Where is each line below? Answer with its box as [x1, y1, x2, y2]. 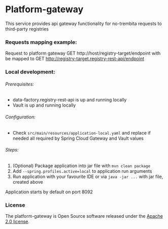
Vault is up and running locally [12, 102, 76, 108]
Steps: [5, 147, 19, 153]
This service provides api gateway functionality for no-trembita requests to [5, 20, 162, 27]
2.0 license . [5, 218, 29, 225]
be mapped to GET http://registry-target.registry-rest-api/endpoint [5, 56, 145, 62]
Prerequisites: [5, 81, 35, 87]
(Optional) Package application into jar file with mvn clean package [12, 162, 151, 169]
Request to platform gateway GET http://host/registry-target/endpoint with [5, 50, 161, 57]
